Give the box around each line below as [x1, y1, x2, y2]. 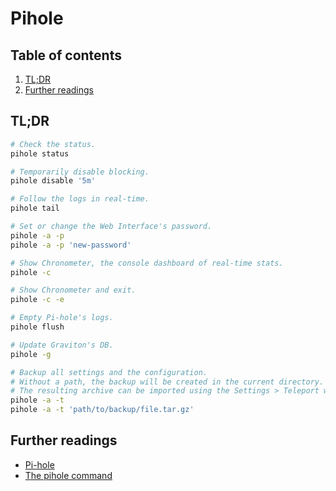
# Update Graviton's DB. [10, 340, 114, 350]
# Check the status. [10, 139, 97, 149]
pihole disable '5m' [10, 176, 97, 186]
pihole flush [10, 322, 65, 332]
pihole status [10, 148, 70, 159]
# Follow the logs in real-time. [10, 194, 150, 204]
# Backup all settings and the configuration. [10, 367, 208, 377]
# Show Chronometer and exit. [10, 285, 137, 296]
